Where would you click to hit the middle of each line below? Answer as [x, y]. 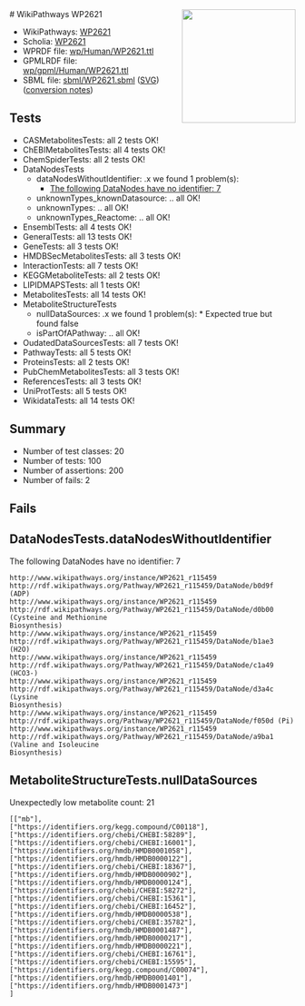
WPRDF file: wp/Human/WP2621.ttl [88, 51]
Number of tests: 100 [62, 460]
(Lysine [24, 697]
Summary [38, 429]
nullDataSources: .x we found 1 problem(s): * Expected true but [154, 313]
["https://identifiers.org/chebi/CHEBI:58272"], [103, 890]
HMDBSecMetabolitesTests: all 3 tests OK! [102, 256]
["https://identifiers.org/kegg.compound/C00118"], [109, 827]
